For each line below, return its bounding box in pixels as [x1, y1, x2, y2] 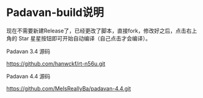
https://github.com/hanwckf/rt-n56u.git [6, 59, 106, 67]
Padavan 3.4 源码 [6, 47, 51, 55]
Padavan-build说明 [6, 6, 104, 20]
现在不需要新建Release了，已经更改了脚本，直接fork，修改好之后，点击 [6, 27, 186, 34]
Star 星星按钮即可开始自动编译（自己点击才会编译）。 [18, 34, 151, 42]
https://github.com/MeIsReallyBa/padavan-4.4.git [6, 85, 131, 92]
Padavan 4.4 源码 [6, 72, 51, 80]
